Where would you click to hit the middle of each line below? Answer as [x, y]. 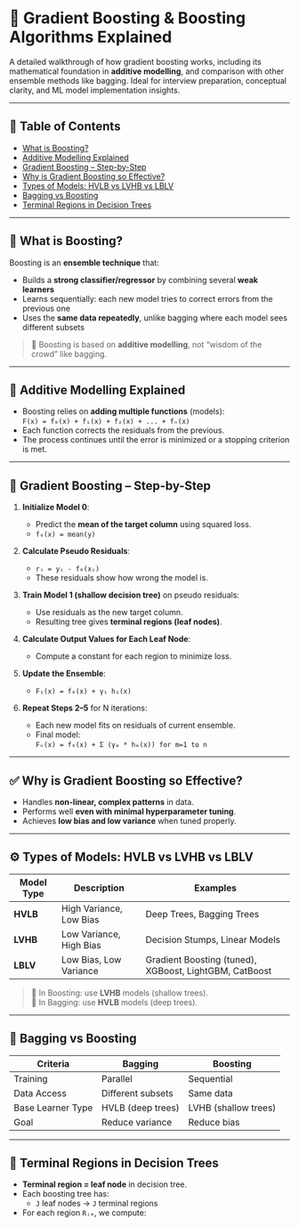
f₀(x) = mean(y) [65, 535]
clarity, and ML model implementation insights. [95, 90]
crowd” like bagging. [69, 353]
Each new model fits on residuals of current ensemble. [135, 726]
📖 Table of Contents [65, 127]
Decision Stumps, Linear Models [213, 939]
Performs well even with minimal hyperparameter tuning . [129, 811]
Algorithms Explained [91, 37]
